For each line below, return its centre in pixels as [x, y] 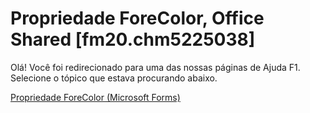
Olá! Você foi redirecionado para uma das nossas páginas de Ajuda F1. [155, 67]
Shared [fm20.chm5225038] [133, 39]
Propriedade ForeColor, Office [137, 18]
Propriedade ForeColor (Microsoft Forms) [95, 97]
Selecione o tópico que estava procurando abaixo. [114, 78]
